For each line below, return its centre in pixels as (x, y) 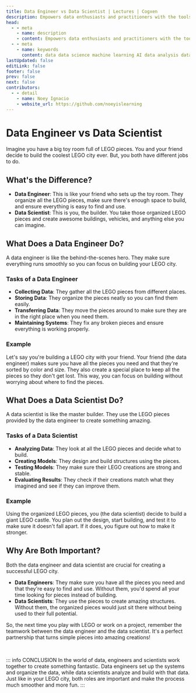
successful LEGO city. (33, 571)
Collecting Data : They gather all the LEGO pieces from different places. (100, 292)
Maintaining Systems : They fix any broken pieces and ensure (89, 323)
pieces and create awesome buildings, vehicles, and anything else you (99, 219)
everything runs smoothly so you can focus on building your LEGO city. (92, 264)
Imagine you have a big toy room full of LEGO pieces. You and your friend (94, 149)
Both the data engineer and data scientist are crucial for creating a (86, 565)
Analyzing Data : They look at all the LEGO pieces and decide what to (98, 448)
